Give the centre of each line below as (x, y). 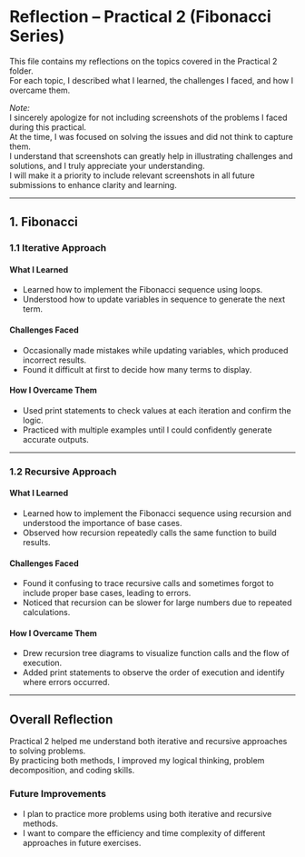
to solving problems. (48, 751)
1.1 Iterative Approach (58, 248)
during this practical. (48, 127)
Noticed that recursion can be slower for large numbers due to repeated (157, 603)
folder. (21, 71)
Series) (37, 36)
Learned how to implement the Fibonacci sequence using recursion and (157, 513)
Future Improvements (58, 794)
